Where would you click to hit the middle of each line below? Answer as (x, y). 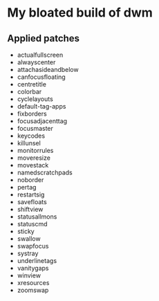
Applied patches (44, 38)
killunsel (29, 143)
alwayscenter (36, 62)
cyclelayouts (35, 99)
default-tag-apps (41, 106)
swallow (29, 239)
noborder (30, 180)
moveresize (34, 158)
